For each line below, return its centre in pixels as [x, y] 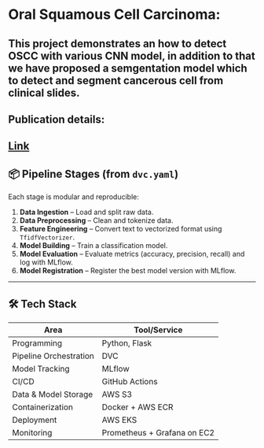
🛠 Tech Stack [42, 304]
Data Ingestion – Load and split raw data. [86, 212]
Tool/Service [158, 330]
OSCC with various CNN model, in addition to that [132, 56]
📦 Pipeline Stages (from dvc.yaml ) [93, 174]
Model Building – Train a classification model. [93, 246]
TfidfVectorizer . [47, 237]
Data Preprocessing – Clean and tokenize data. [96, 220]
